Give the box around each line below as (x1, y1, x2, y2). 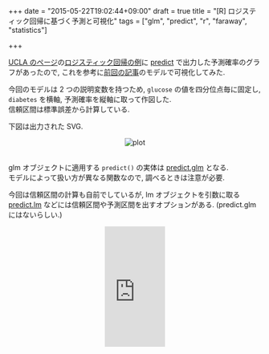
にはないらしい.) (8, 210, 63, 219)
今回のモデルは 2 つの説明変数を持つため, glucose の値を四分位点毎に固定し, (8, 84, 261, 94)
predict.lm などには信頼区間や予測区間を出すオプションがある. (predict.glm (8, 200, 257, 210)
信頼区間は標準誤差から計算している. (8, 104, 130, 114)
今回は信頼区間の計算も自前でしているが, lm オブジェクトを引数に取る (8, 190, 241, 199)
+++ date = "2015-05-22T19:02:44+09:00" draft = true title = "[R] (8, 6, 226, 15)
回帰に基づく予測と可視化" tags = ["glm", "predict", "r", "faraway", (29, 16, 247, 26)
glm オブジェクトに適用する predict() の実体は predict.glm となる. (8, 163, 229, 172)
